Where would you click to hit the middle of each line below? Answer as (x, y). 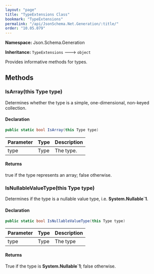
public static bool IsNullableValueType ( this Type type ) (65, 221)
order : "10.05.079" (25, 28)
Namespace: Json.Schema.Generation (45, 42)
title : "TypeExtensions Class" (38, 14)
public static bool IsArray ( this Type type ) (52, 130)
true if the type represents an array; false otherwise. (58, 175)
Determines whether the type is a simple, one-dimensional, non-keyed (77, 102)
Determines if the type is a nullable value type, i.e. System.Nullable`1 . (77, 199)
